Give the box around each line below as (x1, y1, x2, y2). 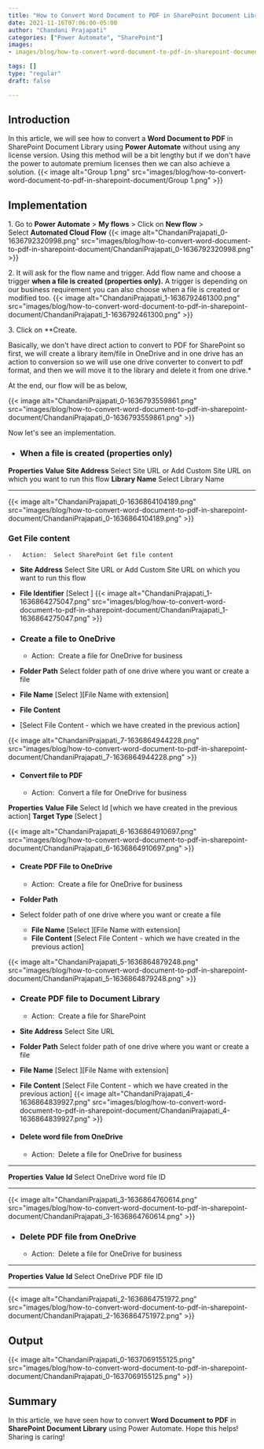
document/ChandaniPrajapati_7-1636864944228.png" (8, 753, 185, 762)
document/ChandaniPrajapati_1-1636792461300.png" (8, 310, 181, 320)
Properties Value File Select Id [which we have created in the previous (8, 803, 238, 813)
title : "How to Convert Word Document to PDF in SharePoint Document (8, 11, 241, 20)
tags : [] (8, 62, 37, 71)
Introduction (8, 113, 71, 127)
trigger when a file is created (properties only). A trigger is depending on (8, 276, 247, 286)
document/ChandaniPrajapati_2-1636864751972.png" (8, 1311, 183, 1321)
